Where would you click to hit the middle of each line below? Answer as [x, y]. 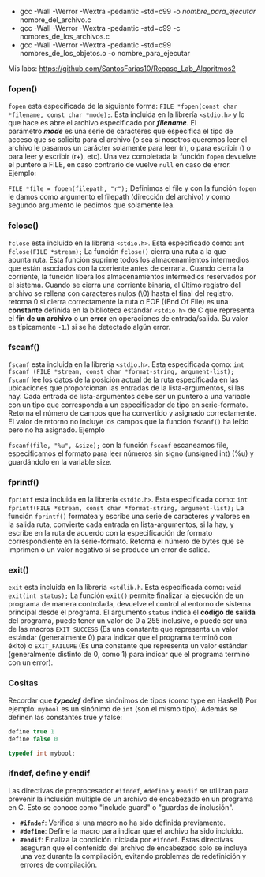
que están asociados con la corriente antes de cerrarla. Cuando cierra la [126, 268]
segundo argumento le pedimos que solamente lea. [91, 205]
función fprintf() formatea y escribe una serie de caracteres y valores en [129, 517]
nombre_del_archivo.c [55, 20]
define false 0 [33, 739]
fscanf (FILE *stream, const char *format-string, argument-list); [121, 371]
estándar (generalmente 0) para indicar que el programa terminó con [120, 637]
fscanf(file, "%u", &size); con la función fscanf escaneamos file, [118, 445]
